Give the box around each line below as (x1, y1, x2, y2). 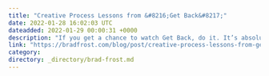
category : (8, 48, 42, 56)
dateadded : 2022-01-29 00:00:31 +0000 (8, 26, 138, 34)
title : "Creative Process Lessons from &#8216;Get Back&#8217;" (8, 11, 227, 20)
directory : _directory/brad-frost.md (8, 56, 134, 64)
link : (8, 41, 26, 49)
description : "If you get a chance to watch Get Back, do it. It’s (8, 33, 239, 42)
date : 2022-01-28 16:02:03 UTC (8, 19, 113, 27)
